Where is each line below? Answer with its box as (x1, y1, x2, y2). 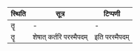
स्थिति (10, 9, 26, 18)
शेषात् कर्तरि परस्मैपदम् (32, 32, 88, 41)
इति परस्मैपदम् (94, 32, 129, 41)
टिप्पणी (103, 9, 120, 18)
